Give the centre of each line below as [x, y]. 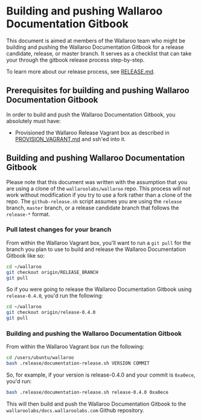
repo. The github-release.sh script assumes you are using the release [94, 201]
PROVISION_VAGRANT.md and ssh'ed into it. [70, 139]
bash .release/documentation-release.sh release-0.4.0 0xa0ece [88, 393]
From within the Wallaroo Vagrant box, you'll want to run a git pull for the [99, 243]
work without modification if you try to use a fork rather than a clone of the [99, 195]
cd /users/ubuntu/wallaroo [40, 358]
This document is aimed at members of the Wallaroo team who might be [96, 40]
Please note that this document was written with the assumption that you [97, 182]
